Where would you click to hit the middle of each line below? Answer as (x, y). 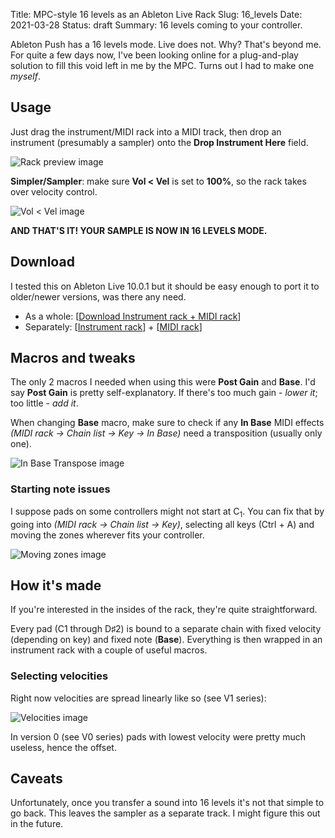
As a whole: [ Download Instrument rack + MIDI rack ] (133, 316)
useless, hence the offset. (63, 747)
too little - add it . (44, 403)
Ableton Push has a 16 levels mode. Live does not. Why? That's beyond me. (166, 44)
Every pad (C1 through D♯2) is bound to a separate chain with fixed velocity (166, 629)
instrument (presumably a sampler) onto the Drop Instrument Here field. (159, 142)
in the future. (37, 824)
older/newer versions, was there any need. (98, 296)
